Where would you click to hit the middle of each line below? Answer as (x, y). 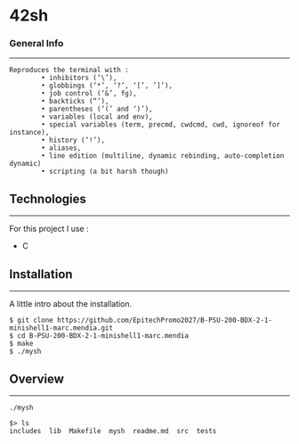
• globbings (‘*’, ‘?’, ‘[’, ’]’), (107, 86)
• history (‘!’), (73, 140)
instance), (29, 133)
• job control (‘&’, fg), (89, 94)
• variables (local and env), (97, 117)
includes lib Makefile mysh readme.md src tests (113, 431)
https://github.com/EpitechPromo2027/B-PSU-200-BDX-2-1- (165, 321)
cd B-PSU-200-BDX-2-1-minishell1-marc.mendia (103, 336)
